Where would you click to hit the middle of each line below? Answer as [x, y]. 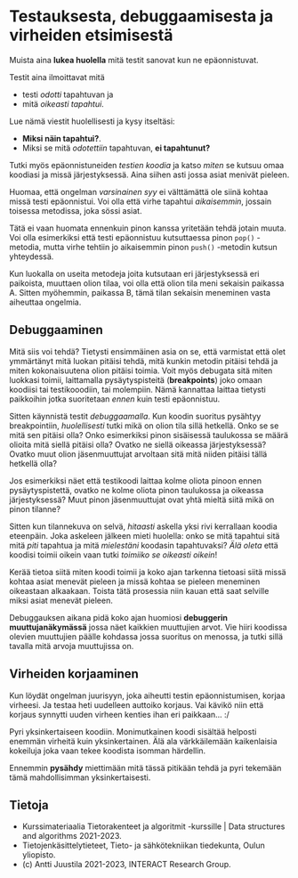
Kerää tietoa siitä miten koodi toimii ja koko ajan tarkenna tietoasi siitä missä [148, 572]
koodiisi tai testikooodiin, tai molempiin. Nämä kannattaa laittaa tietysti [138, 389]
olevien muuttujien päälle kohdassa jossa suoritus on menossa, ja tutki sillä [146, 636]
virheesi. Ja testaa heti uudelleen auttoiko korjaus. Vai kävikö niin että [137, 704]
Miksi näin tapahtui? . [62, 138]
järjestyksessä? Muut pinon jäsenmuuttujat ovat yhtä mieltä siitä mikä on [142, 500]
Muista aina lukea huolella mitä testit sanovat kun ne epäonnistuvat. [134, 60]
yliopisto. [39, 855]
